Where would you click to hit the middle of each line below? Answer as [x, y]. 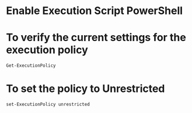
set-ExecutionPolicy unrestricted [48, 105]
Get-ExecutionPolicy [31, 66]
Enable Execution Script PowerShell [94, 11]
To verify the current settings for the [96, 38]
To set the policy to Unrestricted [85, 89]
